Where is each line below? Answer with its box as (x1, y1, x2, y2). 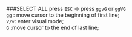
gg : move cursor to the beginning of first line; (6, 11, 120, 18)
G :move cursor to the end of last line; (6, 24, 99, 31)
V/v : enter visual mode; (6, 18, 64, 24)
